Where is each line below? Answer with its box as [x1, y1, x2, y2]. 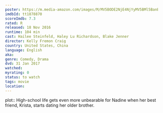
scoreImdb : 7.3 [5, 16, 36, 21]
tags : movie [5, 79, 29, 84]
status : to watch [5, 75, 40, 80]
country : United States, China [5, 43, 68, 48]
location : [5, 83, 25, 89]
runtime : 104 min [5, 30, 40, 34]
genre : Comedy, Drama [5, 57, 49, 62]
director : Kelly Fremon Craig [5, 39, 66, 44]
